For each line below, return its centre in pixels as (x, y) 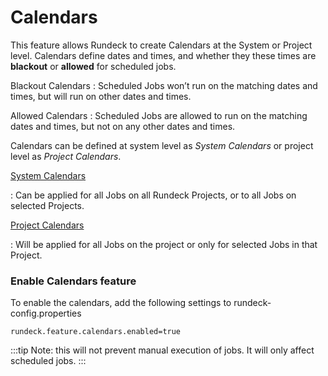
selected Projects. (47, 205)
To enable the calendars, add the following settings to (121, 303)
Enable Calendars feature (73, 281)
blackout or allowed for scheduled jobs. (93, 66)
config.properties (46, 313)
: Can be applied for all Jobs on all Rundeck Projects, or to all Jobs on (153, 195)
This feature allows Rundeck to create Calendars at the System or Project (161, 45)
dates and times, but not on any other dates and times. (123, 126)
